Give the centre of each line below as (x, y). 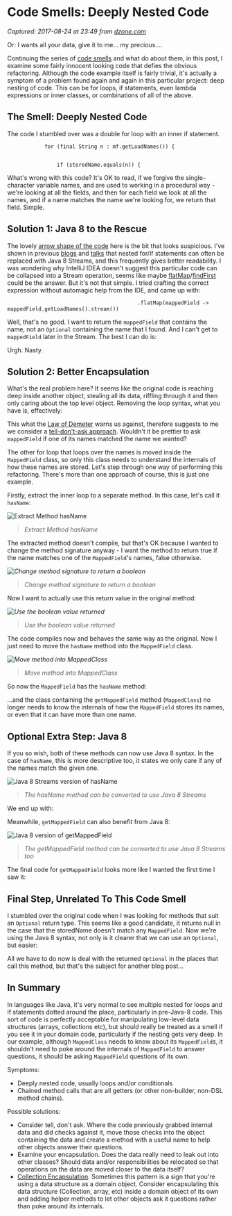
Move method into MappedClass (71, 673)
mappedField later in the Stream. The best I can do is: (82, 336)
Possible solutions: (34, 1111)
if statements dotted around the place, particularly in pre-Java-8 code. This (115, 1012)
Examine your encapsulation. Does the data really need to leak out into (118, 1154)
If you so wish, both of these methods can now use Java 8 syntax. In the (110, 753)
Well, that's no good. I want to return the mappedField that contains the (107, 322)
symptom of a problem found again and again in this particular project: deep (116, 80)
